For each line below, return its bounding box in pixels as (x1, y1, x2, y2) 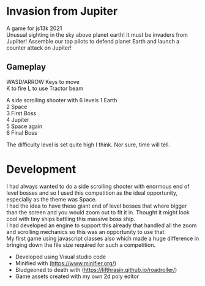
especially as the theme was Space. (6, 195, 97, 203)
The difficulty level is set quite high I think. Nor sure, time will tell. (6, 141, 170, 148)
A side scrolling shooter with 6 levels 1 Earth (6, 96, 117, 103)
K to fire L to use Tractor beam (6, 85, 84, 92)
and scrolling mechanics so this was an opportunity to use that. (6, 228, 166, 235)
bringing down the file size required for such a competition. (6, 241, 156, 249)
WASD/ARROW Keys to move (6, 78, 80, 85)
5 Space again (6, 122, 43, 130)
